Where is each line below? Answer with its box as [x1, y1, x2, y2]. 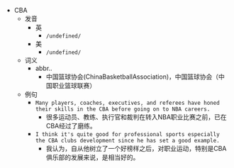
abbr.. [35, 64, 52, 72]
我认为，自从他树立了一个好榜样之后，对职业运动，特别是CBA [45, 145, 227, 152]
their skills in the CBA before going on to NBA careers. [35, 106, 211, 113]
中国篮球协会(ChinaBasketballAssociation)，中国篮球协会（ [45, 72, 219, 81]
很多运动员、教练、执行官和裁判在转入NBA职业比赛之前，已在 [45, 113, 227, 121]
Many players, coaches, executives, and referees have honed [35, 99, 220, 106]
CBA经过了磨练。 [45, 122, 97, 130]
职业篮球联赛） [52, 82, 96, 89]
